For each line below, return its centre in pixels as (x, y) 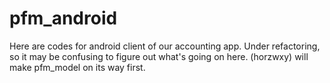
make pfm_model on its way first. (77, 67)
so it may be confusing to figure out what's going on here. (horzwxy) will (159, 56)
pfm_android (63, 18)
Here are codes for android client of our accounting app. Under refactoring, (165, 46)
